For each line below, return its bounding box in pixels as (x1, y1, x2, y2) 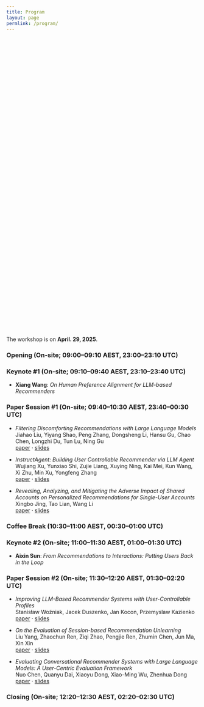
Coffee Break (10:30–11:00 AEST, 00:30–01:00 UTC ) (6, 522, 163, 530)
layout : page (6, 15, 40, 21)
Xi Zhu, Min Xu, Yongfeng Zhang (15, 469, 97, 476)
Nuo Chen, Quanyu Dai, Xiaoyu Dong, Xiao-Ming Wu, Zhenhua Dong (15, 671, 188, 678)
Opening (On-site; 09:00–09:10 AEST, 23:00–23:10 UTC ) (6, 351, 178, 359)
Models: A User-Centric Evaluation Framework (15, 664, 133, 672)
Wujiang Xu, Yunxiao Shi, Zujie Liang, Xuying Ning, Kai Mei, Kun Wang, (15, 462, 193, 469)
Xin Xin (15, 640, 33, 647)
